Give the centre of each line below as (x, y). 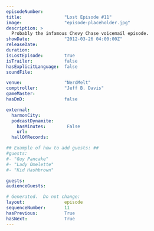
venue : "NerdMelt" (49, 83)
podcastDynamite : (33, 121)
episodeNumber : (25, 12)
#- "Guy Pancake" (27, 159)
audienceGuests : (26, 186)
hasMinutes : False (49, 126)
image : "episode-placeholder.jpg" (68, 22)
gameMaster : (21, 94)
